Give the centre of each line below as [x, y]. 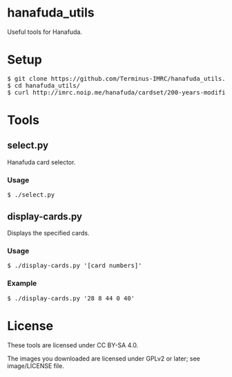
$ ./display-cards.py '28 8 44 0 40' [71, 298]
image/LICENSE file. [36, 366]
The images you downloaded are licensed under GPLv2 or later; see [104, 358]
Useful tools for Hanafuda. [45, 32]
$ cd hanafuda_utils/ [44, 85]
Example [22, 283]
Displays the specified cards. [48, 233]
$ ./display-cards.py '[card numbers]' [75, 266]
